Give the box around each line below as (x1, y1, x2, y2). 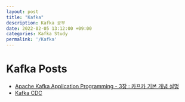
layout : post (6, 8, 39, 15)
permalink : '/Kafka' (6, 36, 58, 42)
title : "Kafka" (6, 14, 44, 20)
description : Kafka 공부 (6, 20, 66, 26)
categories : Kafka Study (6, 31, 68, 37)
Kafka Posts (6, 62, 67, 76)
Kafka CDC (14, 89, 43, 96)
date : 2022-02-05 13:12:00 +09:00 (6, 25, 92, 32)
